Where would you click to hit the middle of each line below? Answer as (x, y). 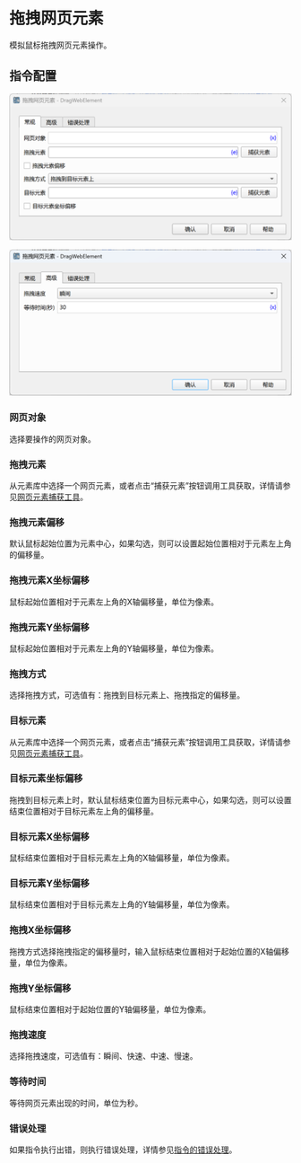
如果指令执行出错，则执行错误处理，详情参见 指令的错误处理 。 (123, 1150)
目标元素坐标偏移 (46, 779)
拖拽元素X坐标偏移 (49, 580)
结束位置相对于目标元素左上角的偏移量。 (84, 811)
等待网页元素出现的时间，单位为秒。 (76, 1103)
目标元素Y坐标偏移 (49, 884)
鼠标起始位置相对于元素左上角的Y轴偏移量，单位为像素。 (114, 648)
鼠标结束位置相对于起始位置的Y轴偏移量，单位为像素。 (110, 1009)
